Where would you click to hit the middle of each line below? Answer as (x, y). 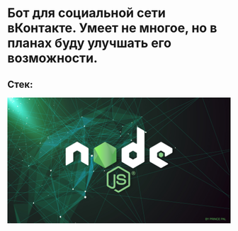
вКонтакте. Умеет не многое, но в (112, 28)
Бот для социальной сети (87, 13)
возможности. (52, 58)
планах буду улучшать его (90, 43)
